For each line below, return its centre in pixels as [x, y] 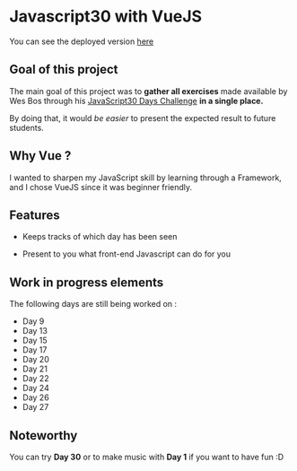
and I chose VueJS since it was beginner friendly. [101, 187]
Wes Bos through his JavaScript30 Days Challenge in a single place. [136, 100]
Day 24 [35, 388]
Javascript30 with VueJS [106, 17]
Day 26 [35, 397]
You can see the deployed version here [82, 41]
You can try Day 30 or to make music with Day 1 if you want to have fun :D [147, 457]
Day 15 [35, 340]
